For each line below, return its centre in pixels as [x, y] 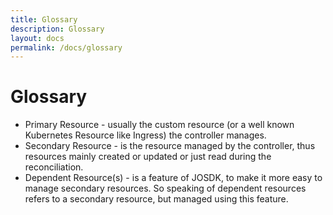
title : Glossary [44, 19]
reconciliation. [54, 167]
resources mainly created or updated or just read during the [148, 157]
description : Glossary [57, 29]
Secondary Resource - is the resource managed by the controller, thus [170, 146]
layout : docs [37, 38]
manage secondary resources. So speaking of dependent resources [165, 188]
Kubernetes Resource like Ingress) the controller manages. [145, 135]
